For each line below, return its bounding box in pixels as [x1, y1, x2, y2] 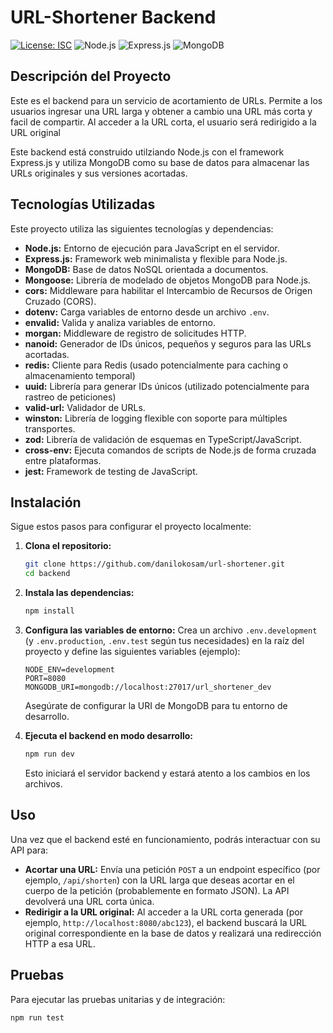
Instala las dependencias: [24, 587, 135, 599]
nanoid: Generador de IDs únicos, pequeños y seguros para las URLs [24, 337, 312, 350]
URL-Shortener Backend [10, 6, 217, 29]
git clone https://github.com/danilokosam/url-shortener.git [24, 559, 286, 570]
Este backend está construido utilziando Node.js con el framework [10, 146, 285, 158]
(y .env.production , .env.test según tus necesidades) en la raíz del [24, 635, 305, 646]
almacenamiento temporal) [24, 369, 136, 381]
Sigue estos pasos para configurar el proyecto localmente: [10, 521, 252, 533]
